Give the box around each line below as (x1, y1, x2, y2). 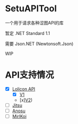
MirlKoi (12, 114, 27, 120)
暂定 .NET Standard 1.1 (5, 30, 50, 36)
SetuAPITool (5, 3, 57, 14)
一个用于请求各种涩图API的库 (5, 20, 64, 26)
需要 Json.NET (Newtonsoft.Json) (5, 40, 74, 47)
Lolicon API (12, 86, 35, 92)
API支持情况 (5, 69, 54, 81)
